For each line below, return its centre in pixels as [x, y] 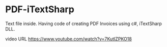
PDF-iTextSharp [40, 9]
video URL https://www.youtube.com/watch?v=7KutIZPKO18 [69, 39]
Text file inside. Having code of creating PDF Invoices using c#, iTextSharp [83, 24]
